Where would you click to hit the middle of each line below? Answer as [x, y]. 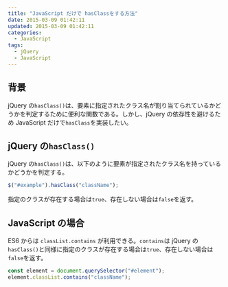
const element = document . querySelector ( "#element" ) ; [87, 271]
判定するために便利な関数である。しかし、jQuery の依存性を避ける [120, 114]
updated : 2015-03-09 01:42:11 [51, 26]
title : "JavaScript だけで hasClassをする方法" [73, 13]
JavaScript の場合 [46, 223]
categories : [25, 33]
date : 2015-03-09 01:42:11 [46, 20]
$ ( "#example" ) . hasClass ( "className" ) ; [63, 186]
